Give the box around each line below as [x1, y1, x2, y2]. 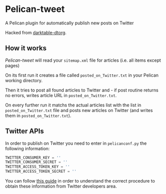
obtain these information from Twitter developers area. [5, 183, 117, 190]
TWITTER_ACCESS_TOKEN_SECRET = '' [5, 169, 77, 174]
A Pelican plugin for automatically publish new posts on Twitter [5, 20, 134, 26]
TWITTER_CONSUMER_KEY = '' [5, 155, 61, 160]
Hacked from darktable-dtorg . [5, 29, 67, 35]
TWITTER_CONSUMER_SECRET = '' [5, 160, 68, 165]
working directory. [5, 77, 43, 83]
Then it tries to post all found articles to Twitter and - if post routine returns [5, 87, 159, 93]
